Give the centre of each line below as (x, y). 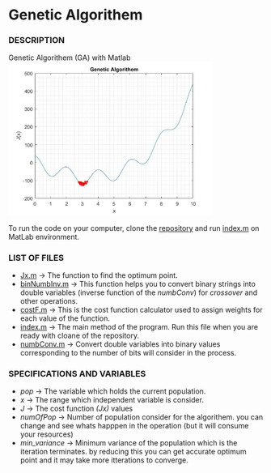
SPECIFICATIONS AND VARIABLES (77, 374)
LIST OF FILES (36, 258)
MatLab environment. (44, 236)
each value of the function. (65, 318)
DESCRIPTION (37, 40)
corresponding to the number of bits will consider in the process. (128, 353)
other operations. (49, 301)
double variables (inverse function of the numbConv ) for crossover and (139, 292)
